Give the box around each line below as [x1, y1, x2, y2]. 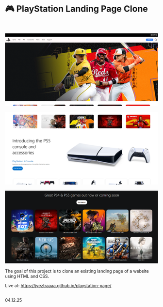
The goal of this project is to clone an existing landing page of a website [5, 268, 149, 274]
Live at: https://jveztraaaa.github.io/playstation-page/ [5, 282, 112, 288]
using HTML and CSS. [5, 273, 49, 279]
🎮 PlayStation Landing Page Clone [5, 3, 148, 15]
